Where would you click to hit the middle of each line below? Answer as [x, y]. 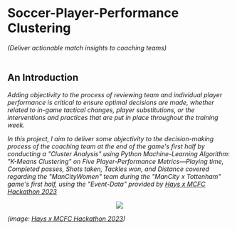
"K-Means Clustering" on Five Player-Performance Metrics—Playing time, [116, 161]
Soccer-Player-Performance [93, 13]
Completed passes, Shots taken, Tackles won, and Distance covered [109, 169]
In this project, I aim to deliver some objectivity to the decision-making [111, 138]
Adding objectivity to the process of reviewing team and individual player [115, 94]
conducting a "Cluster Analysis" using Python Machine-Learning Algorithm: [118, 153]
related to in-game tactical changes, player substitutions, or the [101, 110]
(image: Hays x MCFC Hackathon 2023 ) [67, 219]
